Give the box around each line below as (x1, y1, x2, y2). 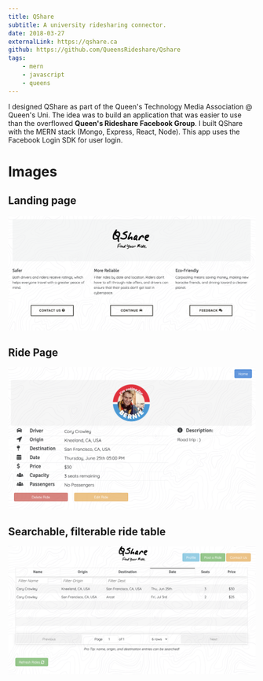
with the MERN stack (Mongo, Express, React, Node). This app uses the (8, 127, 240, 136)
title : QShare (8, 13, 55, 20)
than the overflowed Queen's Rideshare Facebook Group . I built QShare (8, 118, 243, 128)
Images (8, 162, 57, 180)
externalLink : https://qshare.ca (8, 38, 118, 46)
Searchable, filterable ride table (8, 524, 166, 539)
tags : (8, 54, 26, 62)
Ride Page (8, 346, 59, 359)
